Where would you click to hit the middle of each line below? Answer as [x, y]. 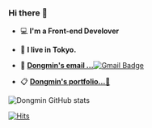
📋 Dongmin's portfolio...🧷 [65, 82]
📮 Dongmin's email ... [57, 66]
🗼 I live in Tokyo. [48, 50]
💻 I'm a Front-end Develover [70, 31]
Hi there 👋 [28, 13]
